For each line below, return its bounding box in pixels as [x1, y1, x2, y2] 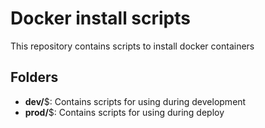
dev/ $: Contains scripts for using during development [24, 95, 247, 107]
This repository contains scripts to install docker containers [10, 40, 255, 52]
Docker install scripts [10, 7, 191, 30]
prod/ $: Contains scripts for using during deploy [24, 106, 225, 118]
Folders [10, 69, 59, 86]
